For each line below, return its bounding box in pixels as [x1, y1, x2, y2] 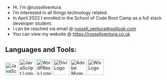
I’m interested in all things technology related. [12, 10, 108, 16]
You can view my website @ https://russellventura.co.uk [12, 31, 130, 37]
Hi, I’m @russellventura [12, 5, 61, 10]
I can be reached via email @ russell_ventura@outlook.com [12, 26, 136, 32]
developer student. [12, 20, 52, 26]
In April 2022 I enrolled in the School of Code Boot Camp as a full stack [12, 15, 162, 21]
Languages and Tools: [5, 45, 77, 54]
